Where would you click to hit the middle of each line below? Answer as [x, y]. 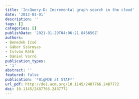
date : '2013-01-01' [25, 14]
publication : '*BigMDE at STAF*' [40, 79]
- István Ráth [20, 51]
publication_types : [25, 61]
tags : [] [14, 24]
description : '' [22, 19]
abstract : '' [19, 70]
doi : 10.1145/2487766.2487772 [37, 89]
